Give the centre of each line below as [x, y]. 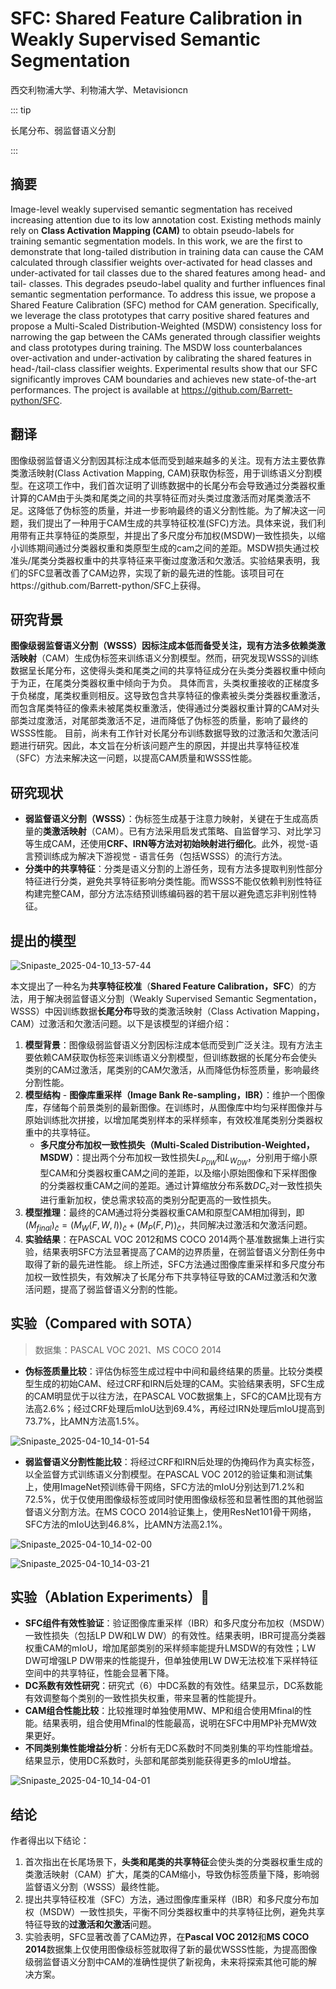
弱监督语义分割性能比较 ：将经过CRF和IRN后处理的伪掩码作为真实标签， [172, 1461]
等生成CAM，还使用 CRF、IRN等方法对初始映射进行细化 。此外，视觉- [167, 844]
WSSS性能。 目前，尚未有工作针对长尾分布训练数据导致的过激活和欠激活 [160, 733]
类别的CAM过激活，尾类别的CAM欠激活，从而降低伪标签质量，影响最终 [172, 1070]
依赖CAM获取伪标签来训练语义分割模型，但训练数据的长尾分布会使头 [175, 1057]
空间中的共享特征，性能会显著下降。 [99, 1673]
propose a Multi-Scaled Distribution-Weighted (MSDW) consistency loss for [166, 326]
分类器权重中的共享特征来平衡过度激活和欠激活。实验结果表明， [180, 560]
